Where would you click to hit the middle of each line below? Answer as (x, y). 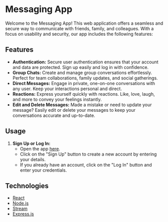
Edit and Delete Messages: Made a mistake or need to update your (82, 105)
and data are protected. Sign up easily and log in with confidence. (80, 67)
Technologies (27, 186)
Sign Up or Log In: (31, 143)
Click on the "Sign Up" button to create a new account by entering (88, 154)
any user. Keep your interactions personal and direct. (67, 89)
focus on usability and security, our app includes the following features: (79, 34)
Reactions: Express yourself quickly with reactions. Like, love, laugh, (83, 94)
